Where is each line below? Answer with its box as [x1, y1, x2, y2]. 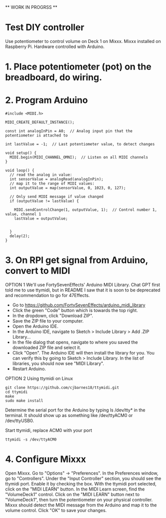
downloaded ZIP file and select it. [12, 344, 81, 350]
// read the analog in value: [9, 172, 72, 177]
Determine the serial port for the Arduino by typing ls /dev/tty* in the [5, 407, 146, 413]
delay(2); [9, 233, 30, 239]
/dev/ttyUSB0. [5, 417, 34, 423]
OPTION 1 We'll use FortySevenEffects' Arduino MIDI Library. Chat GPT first [5, 282, 161, 287]
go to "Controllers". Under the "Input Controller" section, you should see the [5, 475, 162, 481]
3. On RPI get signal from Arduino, [5, 254, 148, 266]
